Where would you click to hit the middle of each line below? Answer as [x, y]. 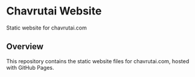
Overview [25, 47]
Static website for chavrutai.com [46, 28]
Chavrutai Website [54, 11]
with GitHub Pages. [30, 67]
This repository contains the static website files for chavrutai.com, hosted [98, 61]
